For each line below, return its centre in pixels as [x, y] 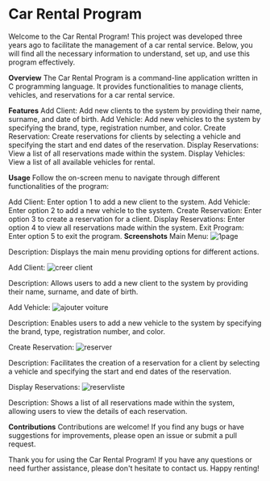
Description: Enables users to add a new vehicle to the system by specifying [135, 323]
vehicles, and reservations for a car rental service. [92, 94]
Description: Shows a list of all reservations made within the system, [122, 402]
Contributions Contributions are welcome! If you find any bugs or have [126, 427]
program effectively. [42, 62]
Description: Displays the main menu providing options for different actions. [134, 252]
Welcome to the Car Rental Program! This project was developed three [126, 36]
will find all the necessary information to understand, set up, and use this [129, 53]
